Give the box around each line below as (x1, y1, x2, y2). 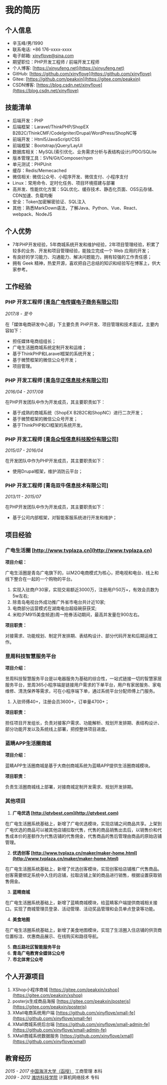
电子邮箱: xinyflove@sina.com (12, 53, 74, 58)
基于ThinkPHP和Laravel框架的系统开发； (12, 351, 96, 357)
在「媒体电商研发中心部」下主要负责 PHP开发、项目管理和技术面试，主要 (5, 322, 155, 328)
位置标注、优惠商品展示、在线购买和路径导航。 (5, 933, 101, 939)
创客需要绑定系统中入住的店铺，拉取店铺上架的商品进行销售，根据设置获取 (5, 872, 158, 878)
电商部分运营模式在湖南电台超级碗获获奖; (12, 605, 97, 611)
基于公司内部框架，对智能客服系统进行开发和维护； (12, 515, 117, 521)
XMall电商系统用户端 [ (12, 1010, 58, 1016)
